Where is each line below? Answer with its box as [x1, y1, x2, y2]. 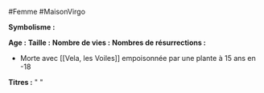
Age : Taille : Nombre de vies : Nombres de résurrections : [8, 38, 207, 47]
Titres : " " [8, 78, 43, 87]
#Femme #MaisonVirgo [8, 7, 86, 16]
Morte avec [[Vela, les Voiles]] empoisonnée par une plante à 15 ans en [19, 54, 256, 63]
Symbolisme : [8, 22, 56, 31]
